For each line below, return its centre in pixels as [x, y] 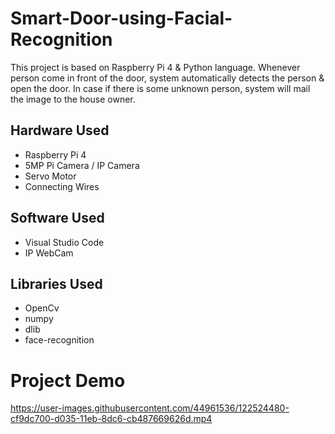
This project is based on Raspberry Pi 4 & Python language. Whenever [155, 67]
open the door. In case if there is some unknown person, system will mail [160, 88]
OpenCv [42, 308]
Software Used [57, 218]
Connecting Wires [62, 186]
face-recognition [59, 340]
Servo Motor [50, 176]
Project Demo [68, 380]
